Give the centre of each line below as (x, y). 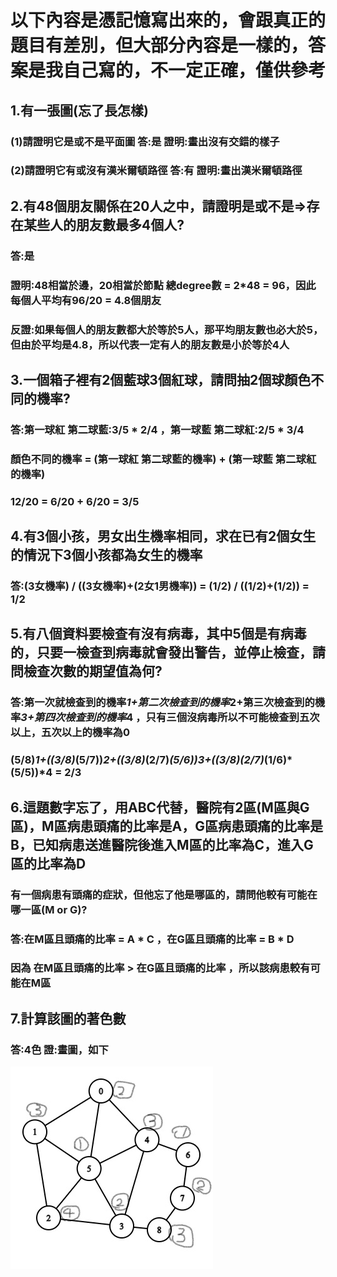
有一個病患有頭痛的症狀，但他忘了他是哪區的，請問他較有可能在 (164, 894)
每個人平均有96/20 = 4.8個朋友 (86, 300)
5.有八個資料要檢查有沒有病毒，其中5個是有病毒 (158, 634)
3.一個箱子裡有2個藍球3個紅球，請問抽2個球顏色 (161, 379)
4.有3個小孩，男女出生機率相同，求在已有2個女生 (163, 536)
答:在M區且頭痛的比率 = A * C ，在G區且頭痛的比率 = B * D (152, 939)
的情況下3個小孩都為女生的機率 (106, 555)
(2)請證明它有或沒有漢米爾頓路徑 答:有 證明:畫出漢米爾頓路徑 (156, 171)
